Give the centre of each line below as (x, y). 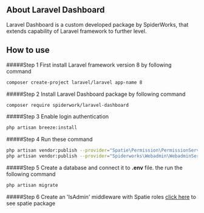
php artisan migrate (32, 185)
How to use (28, 50)
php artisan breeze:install (42, 128)
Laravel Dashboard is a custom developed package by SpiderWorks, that (97, 24)
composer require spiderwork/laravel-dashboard (68, 105)
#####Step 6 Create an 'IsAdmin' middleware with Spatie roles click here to (101, 197)
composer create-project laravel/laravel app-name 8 (74, 82)
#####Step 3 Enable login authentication (58, 117)
